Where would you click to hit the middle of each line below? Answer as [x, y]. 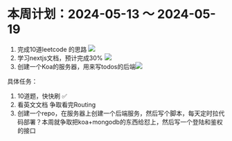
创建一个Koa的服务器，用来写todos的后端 [77, 66]
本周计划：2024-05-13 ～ [81, 14]
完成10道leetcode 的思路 [52, 49]
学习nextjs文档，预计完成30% [60, 58]
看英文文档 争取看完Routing [56, 104]
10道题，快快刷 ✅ [42, 96]
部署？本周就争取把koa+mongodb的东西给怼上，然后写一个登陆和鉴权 [123, 122]
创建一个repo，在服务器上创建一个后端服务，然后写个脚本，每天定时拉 [118, 113]
